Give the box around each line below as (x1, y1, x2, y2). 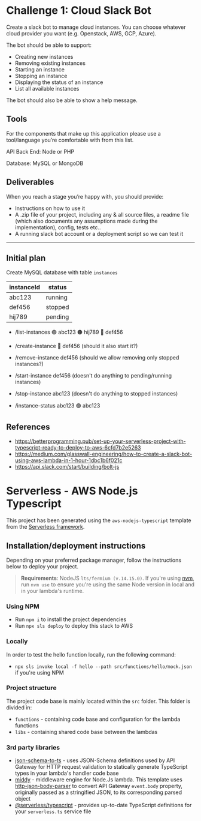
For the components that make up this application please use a (6, 130, 162, 137)
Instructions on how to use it (14, 205, 86, 212)
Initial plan (6, 253, 46, 263)
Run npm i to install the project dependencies (14, 616, 127, 623)
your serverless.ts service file (14, 808, 92, 815)
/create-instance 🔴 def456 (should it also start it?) (14, 343, 138, 350)
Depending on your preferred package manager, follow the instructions (6, 556, 181, 564)
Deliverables (6, 177, 54, 187)
